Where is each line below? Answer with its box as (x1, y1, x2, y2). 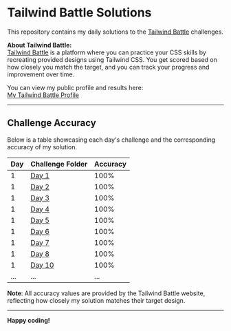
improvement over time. (7, 70, 74, 78)
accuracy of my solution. (7, 142, 78, 151)
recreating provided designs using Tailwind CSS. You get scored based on (7, 55, 218, 63)
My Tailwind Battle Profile (7, 91, 79, 99)
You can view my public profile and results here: (7, 83, 144, 92)
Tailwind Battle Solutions (7, 5, 152, 21)
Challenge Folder (30, 159, 88, 169)
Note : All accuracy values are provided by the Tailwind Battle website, (7, 289, 206, 297)
